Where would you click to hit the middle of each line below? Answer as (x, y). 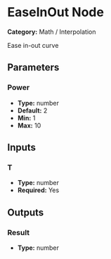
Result (19, 232)
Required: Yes (38, 190)
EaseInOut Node (55, 12)
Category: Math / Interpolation (52, 32)
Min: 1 (26, 118)
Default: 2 (32, 110)
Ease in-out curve (33, 45)
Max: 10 (29, 125)
